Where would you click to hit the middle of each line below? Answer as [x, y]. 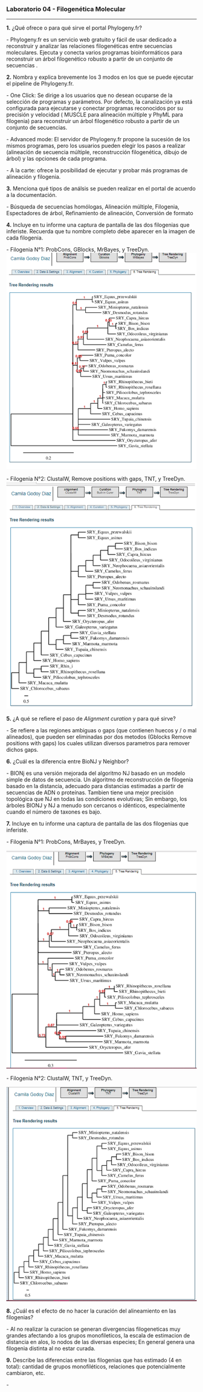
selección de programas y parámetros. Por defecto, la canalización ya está [99, 102]
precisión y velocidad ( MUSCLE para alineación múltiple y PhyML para [95, 115]
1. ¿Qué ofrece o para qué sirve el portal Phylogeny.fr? [74, 28]
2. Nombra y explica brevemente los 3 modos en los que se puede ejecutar [100, 77]
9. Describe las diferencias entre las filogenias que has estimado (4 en [94, 1360]
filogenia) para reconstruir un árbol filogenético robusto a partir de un [93, 121]
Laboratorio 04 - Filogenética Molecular [66, 9]
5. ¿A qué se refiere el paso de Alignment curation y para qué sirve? [91, 718]
